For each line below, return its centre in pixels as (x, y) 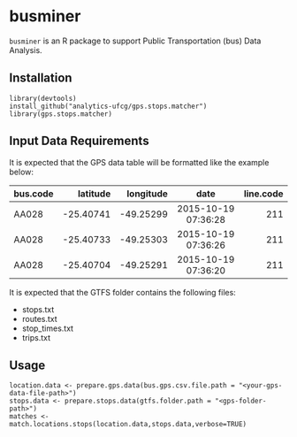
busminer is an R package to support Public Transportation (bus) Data (135, 41)
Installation (41, 78)
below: (21, 172)
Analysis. (26, 50)
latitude (95, 194)
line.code (263, 194)
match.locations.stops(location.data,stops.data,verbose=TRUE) (128, 425)
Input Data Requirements (79, 141)
